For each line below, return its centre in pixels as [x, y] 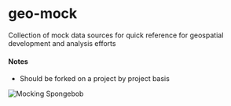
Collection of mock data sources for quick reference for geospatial [116, 35]
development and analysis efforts [62, 43]
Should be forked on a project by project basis [95, 79]
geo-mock [43, 14]
